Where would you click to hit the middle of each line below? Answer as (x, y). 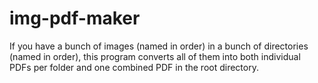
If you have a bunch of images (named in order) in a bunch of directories (159, 46)
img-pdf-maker (75, 18)
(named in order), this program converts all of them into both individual (155, 56)
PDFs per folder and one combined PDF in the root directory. (134, 67)
